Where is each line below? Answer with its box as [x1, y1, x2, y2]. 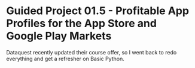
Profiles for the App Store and [6, 17, 157, 30]
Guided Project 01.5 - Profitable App [6, 4, 190, 18]
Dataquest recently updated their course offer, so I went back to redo [6, 48, 177, 56]
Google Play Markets [6, 30, 112, 43]
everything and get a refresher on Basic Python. [6, 55, 124, 62]
